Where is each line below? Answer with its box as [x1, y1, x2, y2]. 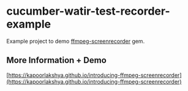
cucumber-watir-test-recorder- [6, 4, 170, 18]
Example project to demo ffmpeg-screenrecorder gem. [6, 37, 145, 45]
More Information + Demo [6, 55, 107, 65]
